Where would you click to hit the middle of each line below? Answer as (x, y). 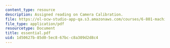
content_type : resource (30, 10)
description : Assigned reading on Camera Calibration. (64, 14)
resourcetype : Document (30, 28)
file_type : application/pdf (35, 24)
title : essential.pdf (28, 33)
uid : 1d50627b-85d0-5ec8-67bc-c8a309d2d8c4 (52, 38)
